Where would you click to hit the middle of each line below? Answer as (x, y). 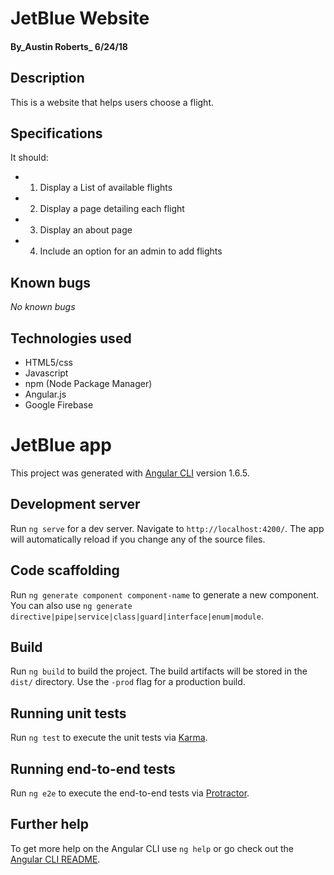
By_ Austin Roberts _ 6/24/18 (69, 46)
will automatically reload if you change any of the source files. (138, 539)
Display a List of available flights (106, 188)
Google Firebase (59, 405)
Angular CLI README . (55, 859)
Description (47, 78)
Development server (75, 504)
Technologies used (71, 338)
